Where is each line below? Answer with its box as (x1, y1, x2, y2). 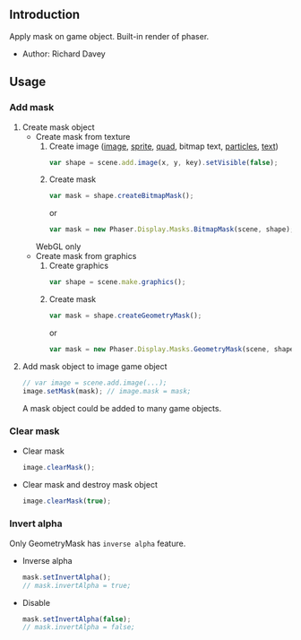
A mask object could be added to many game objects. (21, 402, 222, 413)
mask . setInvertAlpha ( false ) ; (21, 614, 132, 624)
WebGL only (35, 241, 82, 252)
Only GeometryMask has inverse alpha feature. (9, 538, 186, 549)
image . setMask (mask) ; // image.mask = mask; (21, 386, 192, 395)
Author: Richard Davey (21, 48, 106, 59)
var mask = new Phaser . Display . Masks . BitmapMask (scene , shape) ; (48, 225, 295, 234)
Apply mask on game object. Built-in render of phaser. (9, 30, 210, 41)
